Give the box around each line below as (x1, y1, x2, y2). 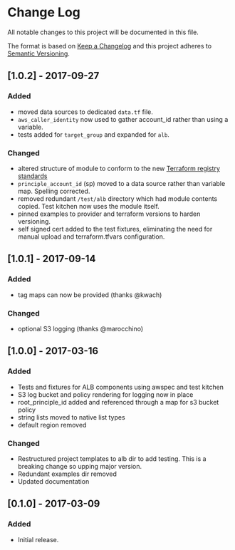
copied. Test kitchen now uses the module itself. (17, 202, 160, 210)
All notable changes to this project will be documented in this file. (7, 28, 199, 36)
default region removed (17, 420, 87, 429)
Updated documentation (17, 477, 90, 485)
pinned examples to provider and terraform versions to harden (17, 209, 201, 218)
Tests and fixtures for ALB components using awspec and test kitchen (17, 383, 224, 391)
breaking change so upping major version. (17, 462, 142, 470)
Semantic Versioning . (7, 49, 70, 58)
